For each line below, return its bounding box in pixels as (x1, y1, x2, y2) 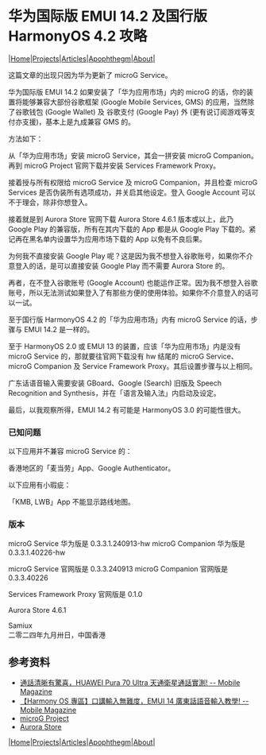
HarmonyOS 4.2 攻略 (8, 27, 148, 45)
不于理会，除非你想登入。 (8, 197, 92, 207)
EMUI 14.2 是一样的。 (23, 324, 94, 334)
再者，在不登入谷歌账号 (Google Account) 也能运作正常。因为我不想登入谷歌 (8, 277, 258, 287)
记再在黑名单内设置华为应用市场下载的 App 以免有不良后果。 (8, 234, 206, 243)
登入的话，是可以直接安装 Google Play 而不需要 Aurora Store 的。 (14, 261, 229, 270)
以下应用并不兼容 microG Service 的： (8, 447, 133, 456)
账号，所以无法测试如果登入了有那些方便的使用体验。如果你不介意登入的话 (8, 288, 252, 297)
